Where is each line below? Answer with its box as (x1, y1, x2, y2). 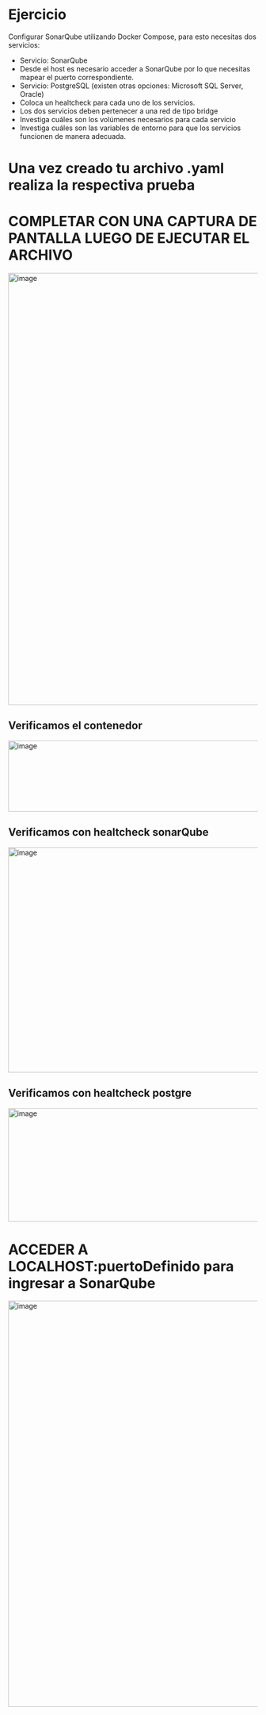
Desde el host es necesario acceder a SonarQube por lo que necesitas (19, 63, 251, 73)
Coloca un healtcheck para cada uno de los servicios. (19, 98, 196, 107)
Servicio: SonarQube (19, 56, 88, 65)
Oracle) (19, 89, 45, 98)
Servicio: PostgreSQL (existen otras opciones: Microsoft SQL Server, (19, 81, 244, 90)
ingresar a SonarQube (8, 1274, 156, 1292)
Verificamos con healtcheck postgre (8, 1086, 192, 1100)
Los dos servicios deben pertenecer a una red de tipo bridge (19, 106, 218, 116)
